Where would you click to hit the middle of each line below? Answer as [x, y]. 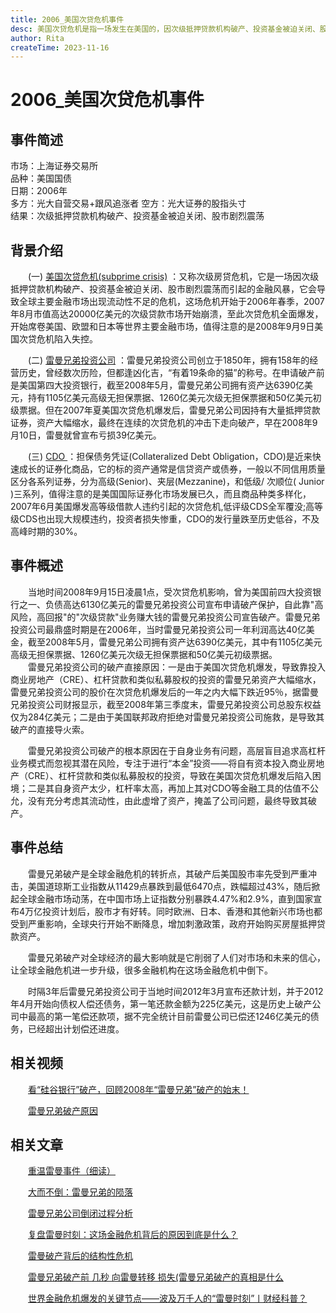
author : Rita [37, 38]
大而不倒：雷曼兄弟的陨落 [80, 1192]
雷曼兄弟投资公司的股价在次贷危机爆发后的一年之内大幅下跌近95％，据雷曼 [164, 692]
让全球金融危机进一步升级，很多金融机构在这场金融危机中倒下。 [141, 970]
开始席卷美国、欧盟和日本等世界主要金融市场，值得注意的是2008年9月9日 [162, 327]
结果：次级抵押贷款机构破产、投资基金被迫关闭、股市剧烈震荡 [137, 216]
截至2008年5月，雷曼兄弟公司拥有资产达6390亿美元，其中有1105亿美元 [175, 642]
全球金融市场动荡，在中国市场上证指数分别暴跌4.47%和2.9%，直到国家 [166, 898]
